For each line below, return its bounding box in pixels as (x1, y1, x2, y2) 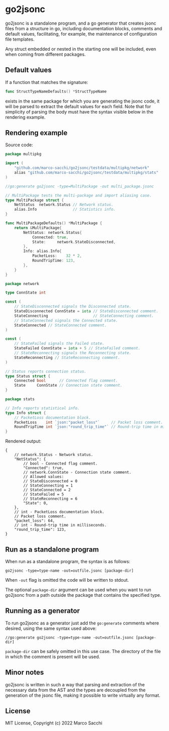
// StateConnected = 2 (23, 488, 71, 493)
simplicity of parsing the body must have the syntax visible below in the (5, 109, 153, 115)
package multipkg (5, 152, 42, 157)
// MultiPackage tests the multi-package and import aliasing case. (5, 193, 152, 198)
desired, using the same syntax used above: (5, 625, 97, 631)
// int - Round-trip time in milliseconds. (14, 523, 107, 528)
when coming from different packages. (5, 51, 86, 57)
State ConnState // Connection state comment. (14, 383, 123, 388)
